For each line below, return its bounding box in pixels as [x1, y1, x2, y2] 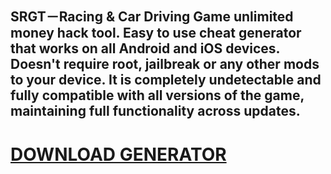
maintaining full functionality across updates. [10, 103, 301, 120]
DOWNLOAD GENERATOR [10, 143, 227, 166]
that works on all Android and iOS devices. [10, 40, 280, 57]
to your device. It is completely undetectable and [10, 72, 322, 89]
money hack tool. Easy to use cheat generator [10, 25, 302, 42]
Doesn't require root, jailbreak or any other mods [10, 56, 320, 73]
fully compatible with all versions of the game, [10, 87, 305, 104]
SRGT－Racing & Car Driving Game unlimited [10, 8, 294, 26]
